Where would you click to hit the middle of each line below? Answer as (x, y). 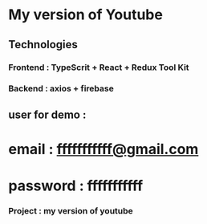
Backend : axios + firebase (61, 88)
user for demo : (47, 114)
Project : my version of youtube (71, 211)
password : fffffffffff (76, 186)
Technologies (43, 45)
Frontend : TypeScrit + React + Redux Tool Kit (99, 67)
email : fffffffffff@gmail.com (103, 149)
